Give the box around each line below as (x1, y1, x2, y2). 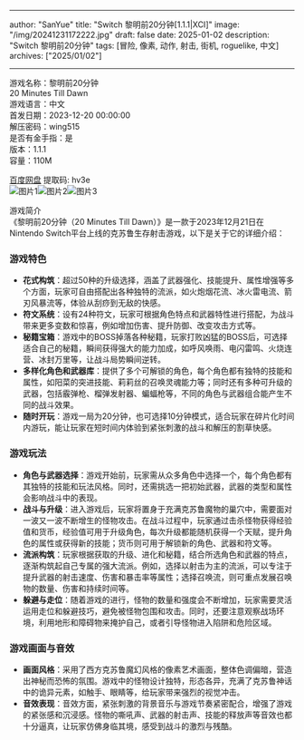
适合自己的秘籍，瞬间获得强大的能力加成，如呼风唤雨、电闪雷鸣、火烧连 (22, 343, 292, 354)
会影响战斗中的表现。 (22, 492, 102, 503)
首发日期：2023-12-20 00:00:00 (9, 110, 131, 121)
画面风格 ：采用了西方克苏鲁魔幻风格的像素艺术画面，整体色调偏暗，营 (22, 664, 285, 675)
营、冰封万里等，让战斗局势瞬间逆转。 (22, 355, 166, 365)
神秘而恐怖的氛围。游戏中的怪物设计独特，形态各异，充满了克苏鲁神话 (30, 675, 292, 686)
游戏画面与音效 (9, 641, 75, 654)
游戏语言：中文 (9, 99, 65, 109)
